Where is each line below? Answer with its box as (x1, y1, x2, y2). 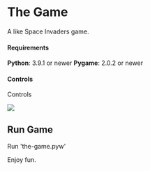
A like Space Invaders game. (7, 27, 89, 36)
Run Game (7, 124, 54, 135)
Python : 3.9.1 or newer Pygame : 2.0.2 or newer (7, 59, 144, 67)
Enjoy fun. (7, 156, 36, 164)
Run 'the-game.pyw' (7, 142, 66, 151)
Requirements (7, 43, 50, 52)
